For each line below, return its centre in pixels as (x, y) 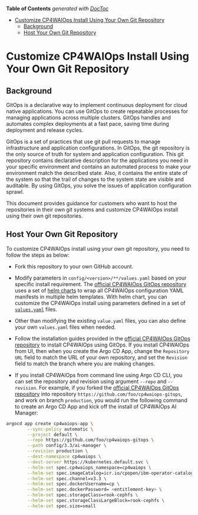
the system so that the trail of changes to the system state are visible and (95, 179)
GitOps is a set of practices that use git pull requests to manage (83, 142)
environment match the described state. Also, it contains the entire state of (97, 173)
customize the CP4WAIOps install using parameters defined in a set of (100, 303)
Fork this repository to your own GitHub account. (74, 266)
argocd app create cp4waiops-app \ (50, 423)
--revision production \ (58, 451)
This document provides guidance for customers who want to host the (92, 203)
